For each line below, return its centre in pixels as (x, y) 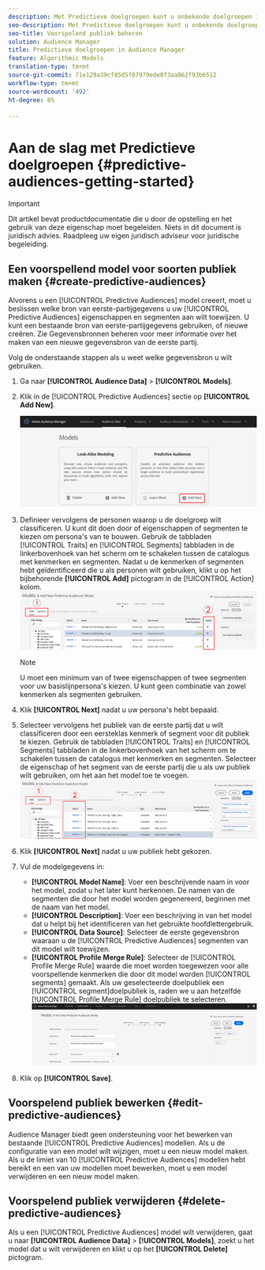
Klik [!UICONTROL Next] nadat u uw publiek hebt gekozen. (116, 852)
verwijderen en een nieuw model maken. (74, 1176)
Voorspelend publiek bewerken (87, 1103)
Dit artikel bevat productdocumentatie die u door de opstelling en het (120, 219)
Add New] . (37, 405)
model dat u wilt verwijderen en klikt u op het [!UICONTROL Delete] (118, 1249)
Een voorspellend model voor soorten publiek (122, 269)
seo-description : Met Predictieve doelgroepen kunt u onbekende (116, 25)
